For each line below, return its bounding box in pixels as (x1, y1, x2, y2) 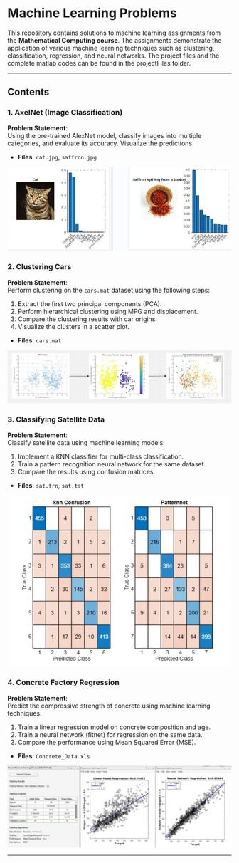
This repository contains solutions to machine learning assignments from (7, 28, 221, 37)
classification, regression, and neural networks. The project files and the (7, 51, 220, 60)
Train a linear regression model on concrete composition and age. (17, 723, 211, 731)
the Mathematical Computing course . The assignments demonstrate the (7, 36, 222, 44)
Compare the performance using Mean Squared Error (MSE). (17, 738, 196, 746)
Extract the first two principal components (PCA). (17, 299, 162, 308)
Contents (7, 86, 50, 98)
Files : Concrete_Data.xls (17, 751, 90, 760)
